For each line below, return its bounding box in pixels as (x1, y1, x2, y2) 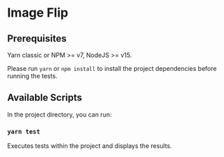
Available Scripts (7, 92, 82, 104)
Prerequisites (7, 33, 67, 44)
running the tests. (7, 72, 58, 80)
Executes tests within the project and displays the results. (7, 142, 173, 150)
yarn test (7, 127, 40, 135)
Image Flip (7, 5, 68, 21)
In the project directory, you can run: (7, 110, 112, 119)
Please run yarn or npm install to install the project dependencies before (7, 65, 217, 72)
